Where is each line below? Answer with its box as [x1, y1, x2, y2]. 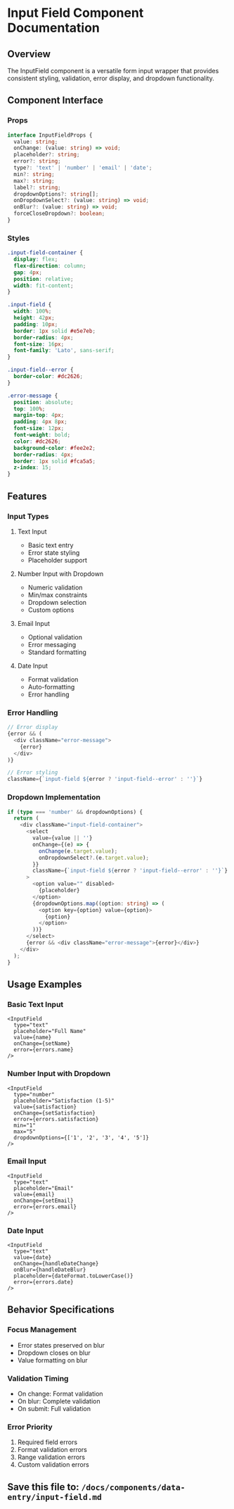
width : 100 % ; [13, 308, 52, 315]
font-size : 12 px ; [13, 425, 65, 432]
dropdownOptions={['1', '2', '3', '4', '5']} [13, 1134, 150, 1141]
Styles [7, 233, 30, 243]
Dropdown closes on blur [17, 1348, 91, 1357]
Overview [7, 48, 51, 60]
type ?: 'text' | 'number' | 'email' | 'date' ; [13, 164, 152, 172]
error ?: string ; [13, 158, 61, 165]
